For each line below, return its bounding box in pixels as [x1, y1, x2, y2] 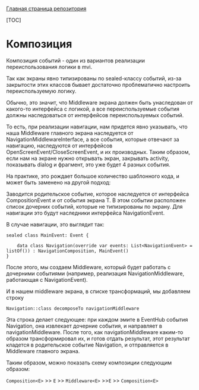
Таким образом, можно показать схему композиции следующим [6, 359, 172, 366]
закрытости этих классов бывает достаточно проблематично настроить [6, 81, 191, 88]
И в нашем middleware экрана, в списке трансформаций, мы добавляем [6, 288, 191, 295]
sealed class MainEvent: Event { [6, 232, 89, 238]
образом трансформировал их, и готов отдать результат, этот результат [6, 335, 190, 342]
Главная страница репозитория [6, 5, 87, 12]
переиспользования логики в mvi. [6, 63, 93, 70]
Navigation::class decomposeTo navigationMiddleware [6, 306, 140, 312]
